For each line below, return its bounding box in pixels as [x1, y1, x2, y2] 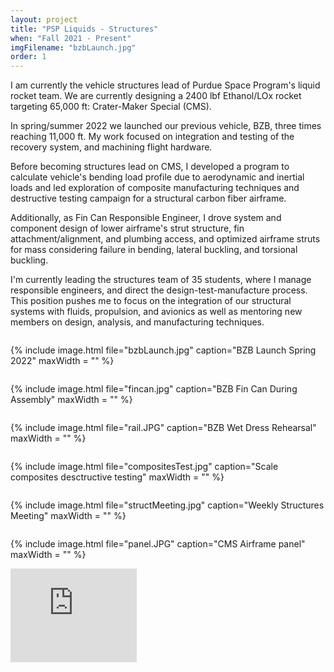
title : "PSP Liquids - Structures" [10, 24, 159, 34]
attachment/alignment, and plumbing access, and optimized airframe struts [10, 233, 321, 245]
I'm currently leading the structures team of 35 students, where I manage [10, 274, 312, 286]
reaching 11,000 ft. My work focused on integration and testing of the [10, 131, 295, 143]
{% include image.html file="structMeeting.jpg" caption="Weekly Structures [10, 499, 325, 511]
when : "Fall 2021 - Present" [10, 33, 132, 43]
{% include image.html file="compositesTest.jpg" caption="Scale [10, 461, 279, 473]
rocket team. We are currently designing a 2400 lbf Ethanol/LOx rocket [10, 90, 302, 102]
